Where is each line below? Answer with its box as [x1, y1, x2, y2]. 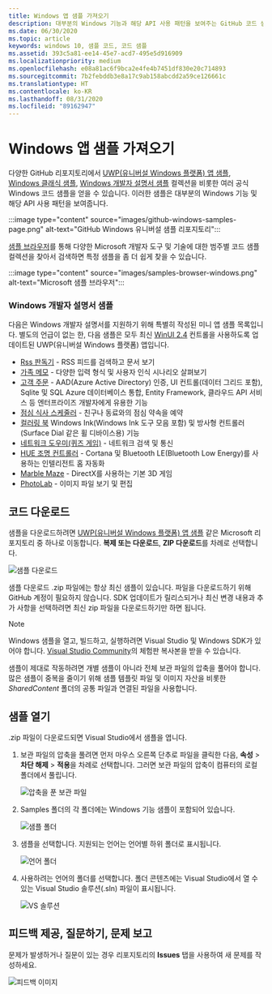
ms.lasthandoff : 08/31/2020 [8, 95, 104, 103]
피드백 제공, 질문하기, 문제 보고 [8, 927, 152, 940]
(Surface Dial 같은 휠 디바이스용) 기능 [19, 428, 140, 438]
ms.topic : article [8, 34, 70, 43]
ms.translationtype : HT [8, 79, 89, 88]
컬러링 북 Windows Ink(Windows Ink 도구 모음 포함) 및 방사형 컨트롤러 [19, 418, 245, 428]
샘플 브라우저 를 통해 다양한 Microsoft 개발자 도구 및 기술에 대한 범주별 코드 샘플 [8, 242, 261, 251]
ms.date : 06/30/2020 [8, 27, 79, 35]
